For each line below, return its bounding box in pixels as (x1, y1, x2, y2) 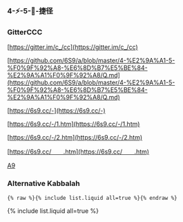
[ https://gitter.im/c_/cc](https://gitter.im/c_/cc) (7, 43, 138, 51)
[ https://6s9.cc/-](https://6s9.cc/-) (7, 107, 106, 115)
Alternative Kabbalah (7, 178, 81, 188)
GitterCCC (7, 27, 43, 37)
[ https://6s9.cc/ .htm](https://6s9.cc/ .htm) (7, 147, 150, 156)
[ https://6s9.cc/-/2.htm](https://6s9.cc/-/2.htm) (7, 133, 143, 142)
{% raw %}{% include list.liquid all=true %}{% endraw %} (7, 194, 177, 201)
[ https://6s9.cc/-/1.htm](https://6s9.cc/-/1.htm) (7, 120, 140, 129)
